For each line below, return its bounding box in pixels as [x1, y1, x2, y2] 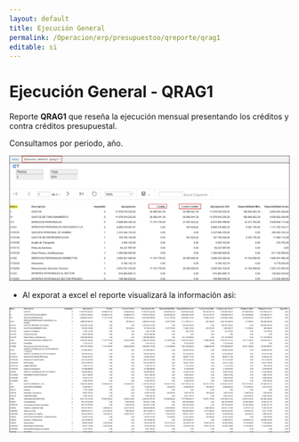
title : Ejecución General [9, 23, 105, 33]
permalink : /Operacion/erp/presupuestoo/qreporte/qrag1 [9, 33, 221, 42]
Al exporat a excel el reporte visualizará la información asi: [21, 290, 237, 301]
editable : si [9, 43, 58, 52]
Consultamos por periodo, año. [9, 138, 124, 149]
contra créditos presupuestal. [9, 121, 117, 132]
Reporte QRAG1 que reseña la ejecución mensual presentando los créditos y [9, 111, 289, 122]
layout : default [9, 14, 69, 23]
